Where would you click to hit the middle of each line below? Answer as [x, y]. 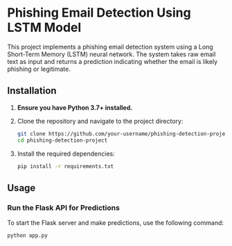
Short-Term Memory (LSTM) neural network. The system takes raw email [111, 54]
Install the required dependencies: [66, 154]
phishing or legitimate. [39, 69]
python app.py [28, 236]
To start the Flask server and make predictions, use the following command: [115, 223]
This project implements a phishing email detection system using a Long [110, 47]
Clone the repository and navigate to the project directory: [100, 121]
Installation [32, 91]
